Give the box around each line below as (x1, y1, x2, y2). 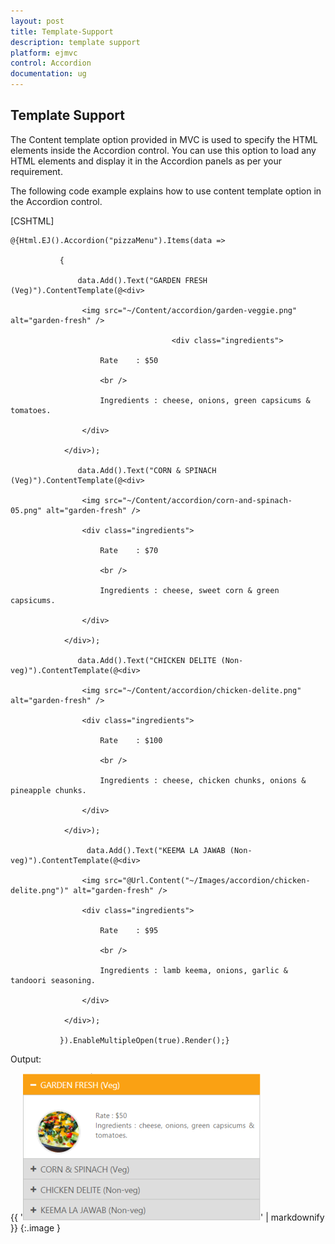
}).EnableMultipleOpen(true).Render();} (59, 1035, 230, 1045)
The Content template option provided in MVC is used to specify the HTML (10, 133, 318, 145)
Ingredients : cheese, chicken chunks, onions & (99, 775, 307, 785)
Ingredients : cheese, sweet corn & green (99, 585, 280, 595)
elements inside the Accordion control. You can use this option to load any (10, 144, 317, 156)
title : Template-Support (10, 26, 114, 37)
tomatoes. (10, 405, 52, 415)
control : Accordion (10, 58, 92, 69)
